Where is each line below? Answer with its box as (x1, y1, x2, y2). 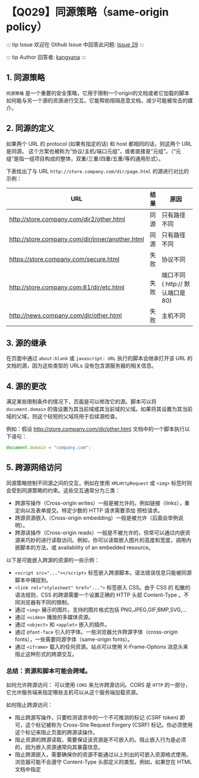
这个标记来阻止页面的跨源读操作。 (14, 729, 98, 736)
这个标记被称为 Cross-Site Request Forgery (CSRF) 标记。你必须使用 (25, 721, 193, 729)
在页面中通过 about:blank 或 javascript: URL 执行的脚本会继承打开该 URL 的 (6, 355, 193, 362)
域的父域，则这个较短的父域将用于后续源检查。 (6, 413, 120, 420)
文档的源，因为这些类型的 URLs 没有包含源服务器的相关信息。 (6, 362, 157, 369)
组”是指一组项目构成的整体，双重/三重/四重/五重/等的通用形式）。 (6, 155, 164, 162)
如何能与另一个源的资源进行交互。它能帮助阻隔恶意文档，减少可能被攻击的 (6, 97, 188, 104)
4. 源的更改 (6, 381, 47, 391)
